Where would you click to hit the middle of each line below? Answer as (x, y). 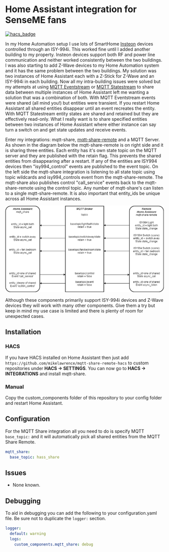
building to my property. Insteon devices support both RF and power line (80, 55)
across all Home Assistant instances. (43, 199)
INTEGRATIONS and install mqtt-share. (46, 374)
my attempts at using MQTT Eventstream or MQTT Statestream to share (80, 86)
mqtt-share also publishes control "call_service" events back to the (75, 182)
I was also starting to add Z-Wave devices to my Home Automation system (82, 65)
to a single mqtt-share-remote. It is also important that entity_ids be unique (83, 193)
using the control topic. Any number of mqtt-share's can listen (99, 188)
